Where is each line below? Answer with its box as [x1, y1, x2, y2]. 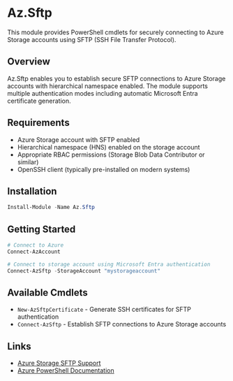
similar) [17, 157, 39, 166]
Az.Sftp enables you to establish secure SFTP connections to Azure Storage [7, 74, 226, 82]
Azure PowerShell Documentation [17, 366, 115, 375]
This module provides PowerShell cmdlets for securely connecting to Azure [7, 28, 225, 36]
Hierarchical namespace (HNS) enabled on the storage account [17, 143, 200, 151]
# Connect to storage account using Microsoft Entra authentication [7, 261, 211, 268]
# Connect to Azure [7, 242, 64, 249]
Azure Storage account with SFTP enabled [17, 135, 140, 144]
